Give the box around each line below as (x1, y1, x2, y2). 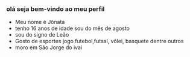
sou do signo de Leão (14, 31, 69, 38)
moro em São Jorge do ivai (14, 44, 83, 51)
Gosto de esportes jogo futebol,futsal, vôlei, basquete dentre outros (14, 38, 184, 45)
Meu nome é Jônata (14, 19, 65, 26)
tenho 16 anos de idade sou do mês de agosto (14, 25, 130, 32)
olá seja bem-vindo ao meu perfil (6, 5, 105, 13)
